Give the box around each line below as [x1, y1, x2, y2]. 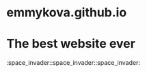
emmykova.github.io [6, 5, 127, 20]
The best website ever [6, 36, 136, 52]
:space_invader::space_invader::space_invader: [6, 59, 141, 67]
